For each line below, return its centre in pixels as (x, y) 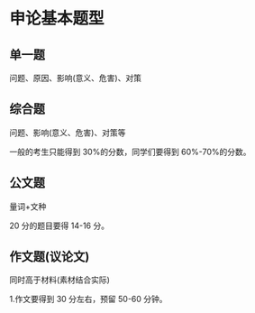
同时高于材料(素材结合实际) (60, 280)
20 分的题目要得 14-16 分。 (59, 226)
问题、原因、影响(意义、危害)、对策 (76, 78)
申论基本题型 (57, 18)
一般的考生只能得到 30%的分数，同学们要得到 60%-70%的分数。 (130, 152)
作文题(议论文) (50, 257)
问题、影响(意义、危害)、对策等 (68, 133)
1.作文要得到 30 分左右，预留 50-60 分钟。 (89, 299)
